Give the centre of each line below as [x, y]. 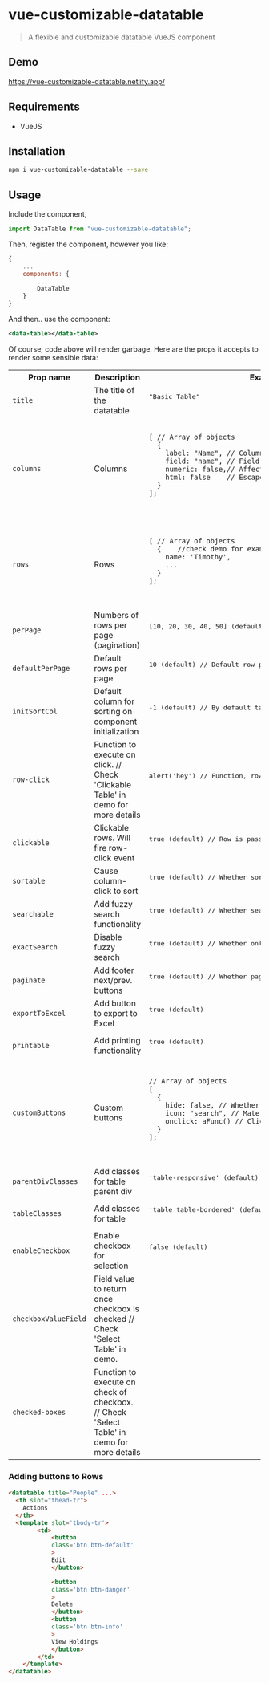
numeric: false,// [200, 469]
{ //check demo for [200, 549]
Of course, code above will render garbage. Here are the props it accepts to [133, 349]
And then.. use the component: [59, 319]
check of [110, 1392]
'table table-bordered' [192, 1209]
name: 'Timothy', [198, 557]
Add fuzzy [114, 904]
